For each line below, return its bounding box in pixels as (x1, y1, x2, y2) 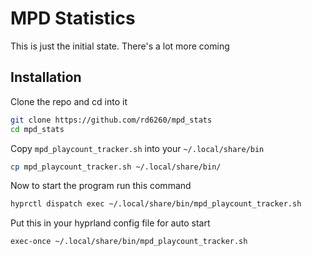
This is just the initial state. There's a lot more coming (10, 40, 230, 52)
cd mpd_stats (10, 124, 65, 134)
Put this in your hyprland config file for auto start (10, 217, 211, 229)
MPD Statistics (10, 7, 136, 30)
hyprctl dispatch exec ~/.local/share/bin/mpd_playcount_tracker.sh (10, 199, 302, 209)
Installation (10, 69, 82, 86)
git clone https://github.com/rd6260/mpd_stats (10, 115, 213, 125)
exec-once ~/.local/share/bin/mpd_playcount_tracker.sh (10, 237, 248, 247)
